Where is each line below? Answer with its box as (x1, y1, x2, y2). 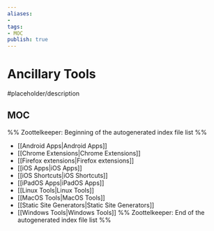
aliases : (7, 10, 33, 17)
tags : (7, 23, 23, 30)
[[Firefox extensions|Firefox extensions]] (17, 156, 135, 165)
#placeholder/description (7, 89, 80, 98)
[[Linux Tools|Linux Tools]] (17, 186, 94, 194)
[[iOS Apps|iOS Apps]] (17, 163, 82, 172)
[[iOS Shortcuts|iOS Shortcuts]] (17, 171, 108, 179)
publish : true (7, 36, 49, 43)
